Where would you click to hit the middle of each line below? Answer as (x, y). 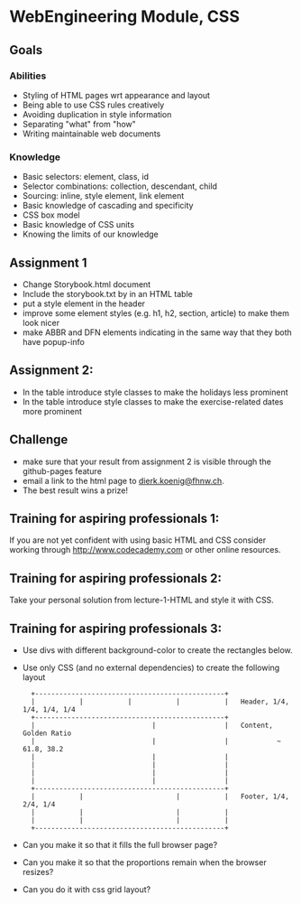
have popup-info (54, 341)
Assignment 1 (48, 262)
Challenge (39, 440)
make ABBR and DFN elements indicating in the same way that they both (157, 332)
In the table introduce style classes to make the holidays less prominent (155, 392)
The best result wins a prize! (75, 490)
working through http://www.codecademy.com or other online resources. (145, 550)
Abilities (28, 76)
